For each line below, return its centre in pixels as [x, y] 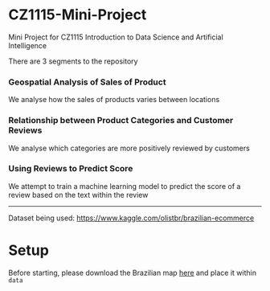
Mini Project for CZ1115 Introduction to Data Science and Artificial [116, 37]
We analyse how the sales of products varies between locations [114, 100]
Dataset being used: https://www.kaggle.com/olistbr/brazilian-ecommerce [131, 218]
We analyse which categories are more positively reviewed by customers [129, 148]
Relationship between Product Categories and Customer [121, 121]
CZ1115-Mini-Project [78, 15]
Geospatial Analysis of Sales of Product [87, 82]
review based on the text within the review [78, 195]
